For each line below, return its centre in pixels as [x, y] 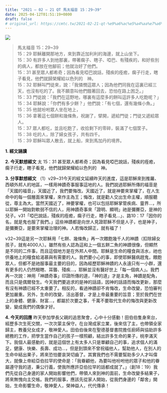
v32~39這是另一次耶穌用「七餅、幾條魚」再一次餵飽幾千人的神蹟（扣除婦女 [83, 239]
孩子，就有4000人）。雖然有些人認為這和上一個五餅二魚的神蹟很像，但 [77, 245]
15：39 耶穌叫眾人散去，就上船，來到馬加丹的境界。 [71, 141]
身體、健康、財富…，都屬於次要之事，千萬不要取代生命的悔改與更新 [83, 301]
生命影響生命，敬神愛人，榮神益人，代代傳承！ [62, 386]
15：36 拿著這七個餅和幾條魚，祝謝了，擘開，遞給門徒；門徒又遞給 [86, 116]
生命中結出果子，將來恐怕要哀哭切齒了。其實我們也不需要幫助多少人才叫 [79, 355]
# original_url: [22, 24]
